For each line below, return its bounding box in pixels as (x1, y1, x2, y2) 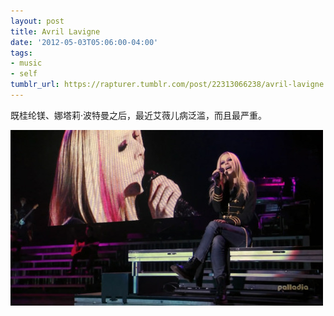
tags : (10, 48, 33, 58)
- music (10, 58, 43, 69)
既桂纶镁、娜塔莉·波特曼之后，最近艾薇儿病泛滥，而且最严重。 (10, 109, 268, 121)
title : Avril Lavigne (10, 26, 101, 37)
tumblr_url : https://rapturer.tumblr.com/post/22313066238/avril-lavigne (10, 80, 325, 90)
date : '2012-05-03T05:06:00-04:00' (10, 37, 159, 47)
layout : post (10, 16, 65, 26)
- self (10, 69, 38, 79)
